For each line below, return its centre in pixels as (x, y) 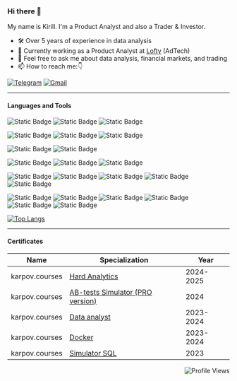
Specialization (124, 259)
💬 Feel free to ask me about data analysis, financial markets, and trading (122, 59)
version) (83, 301)
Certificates (25, 241)
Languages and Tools (39, 105)
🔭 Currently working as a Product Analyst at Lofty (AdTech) (104, 51)
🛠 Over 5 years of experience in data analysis (84, 41)
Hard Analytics (94, 276)
